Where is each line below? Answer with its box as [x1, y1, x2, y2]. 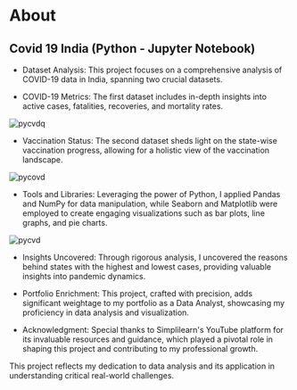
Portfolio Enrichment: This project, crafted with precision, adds [21, 288, 252, 299]
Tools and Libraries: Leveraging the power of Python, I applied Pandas [21, 189, 281, 199]
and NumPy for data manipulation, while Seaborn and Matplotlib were [21, 198, 278, 209]
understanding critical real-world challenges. [9, 370, 175, 380]
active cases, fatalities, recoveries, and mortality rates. [21, 101, 224, 112]
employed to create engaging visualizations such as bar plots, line [21, 208, 266, 219]
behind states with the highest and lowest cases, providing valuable [21, 261, 272, 272]
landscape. [21, 154, 64, 165]
